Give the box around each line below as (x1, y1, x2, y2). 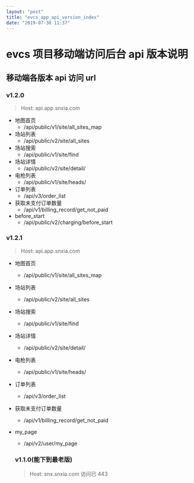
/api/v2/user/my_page (23, 440, 78, 447)
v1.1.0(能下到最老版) (14, 456, 73, 464)
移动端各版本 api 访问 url (6, 73, 96, 83)
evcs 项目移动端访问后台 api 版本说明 (6, 47, 189, 61)
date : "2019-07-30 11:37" (6, 20, 70, 26)
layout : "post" (6, 8, 44, 15)
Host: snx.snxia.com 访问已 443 (29, 470, 108, 477)
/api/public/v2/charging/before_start (23, 219, 113, 226)
